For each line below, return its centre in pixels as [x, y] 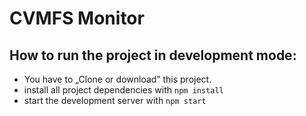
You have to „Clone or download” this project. [117, 79]
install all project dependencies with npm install [123, 90]
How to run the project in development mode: [153, 55]
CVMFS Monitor [77, 18]
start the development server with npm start [115, 100]
